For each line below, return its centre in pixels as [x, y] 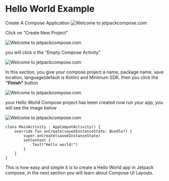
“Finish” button [22, 83]
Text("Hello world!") [55, 144]
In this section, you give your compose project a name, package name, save [85, 72]
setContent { [37, 140]
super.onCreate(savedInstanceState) [62, 136]
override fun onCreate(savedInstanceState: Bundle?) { [73, 131]
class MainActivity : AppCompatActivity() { [53, 127]
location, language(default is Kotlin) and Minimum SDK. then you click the [82, 77]
